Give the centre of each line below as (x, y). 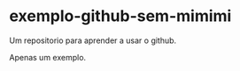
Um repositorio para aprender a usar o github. (93, 40)
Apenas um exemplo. (48, 57)
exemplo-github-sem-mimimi (120, 16)
